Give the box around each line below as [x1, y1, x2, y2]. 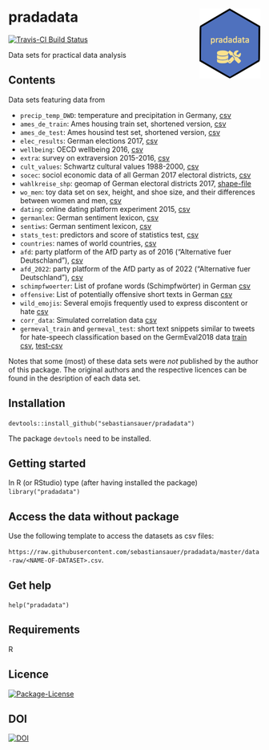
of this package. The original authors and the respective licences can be [8, 365, 247, 374]
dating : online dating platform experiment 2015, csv [19, 204, 191, 214]
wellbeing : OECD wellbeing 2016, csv [19, 145, 144, 154]
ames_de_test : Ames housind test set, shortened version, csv [19, 127, 221, 137]
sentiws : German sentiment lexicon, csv [19, 221, 152, 230]
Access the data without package [8, 510, 179, 524]
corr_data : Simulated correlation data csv [19, 315, 158, 324]
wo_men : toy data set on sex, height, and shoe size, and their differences [19, 187, 255, 197]
